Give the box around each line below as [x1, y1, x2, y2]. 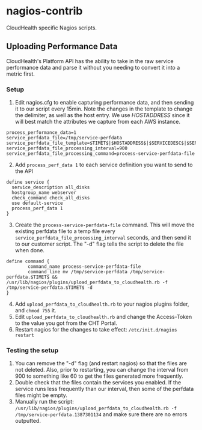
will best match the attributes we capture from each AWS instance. [14, 118, 181, 126]
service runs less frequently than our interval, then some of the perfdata [14, 386, 194, 393]
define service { [6, 179, 50, 186]
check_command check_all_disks [11, 195, 90, 201]
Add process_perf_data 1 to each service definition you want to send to [14, 161, 193, 169]
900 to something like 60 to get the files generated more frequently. [14, 372, 183, 380]
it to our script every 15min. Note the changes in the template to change [14, 105, 193, 112]
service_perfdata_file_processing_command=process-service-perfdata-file [6, 151, 195, 157]
